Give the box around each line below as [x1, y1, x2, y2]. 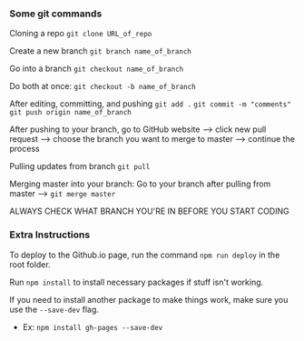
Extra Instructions [9, 228, 91, 241]
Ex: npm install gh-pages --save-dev [22, 321, 163, 332]
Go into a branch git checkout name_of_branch [9, 63, 184, 75]
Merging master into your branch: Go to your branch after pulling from [9, 178, 271, 189]
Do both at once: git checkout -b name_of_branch [9, 81, 197, 92]
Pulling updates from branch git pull [9, 161, 151, 172]
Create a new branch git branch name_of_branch [9, 45, 192, 56]
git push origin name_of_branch [9, 108, 132, 117]
